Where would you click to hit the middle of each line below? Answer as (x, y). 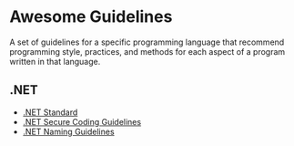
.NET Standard (50, 112)
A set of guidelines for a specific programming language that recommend (147, 42)
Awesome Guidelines (91, 17)
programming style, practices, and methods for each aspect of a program (147, 51)
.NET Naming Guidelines (69, 131)
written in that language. (55, 61)
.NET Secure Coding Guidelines (82, 121)
